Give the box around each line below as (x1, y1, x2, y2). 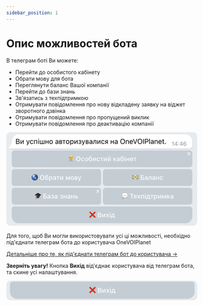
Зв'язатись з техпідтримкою (15, 94, 89, 101)
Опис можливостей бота (6, 36, 138, 50)
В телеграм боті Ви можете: (6, 56, 79, 64)
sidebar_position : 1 (6, 10, 59, 16)
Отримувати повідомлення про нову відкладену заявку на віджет (15, 101, 185, 108)
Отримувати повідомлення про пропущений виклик (15, 113, 150, 121)
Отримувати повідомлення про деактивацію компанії (15, 120, 155, 127)
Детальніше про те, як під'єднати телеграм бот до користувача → (6, 250, 178, 258)
